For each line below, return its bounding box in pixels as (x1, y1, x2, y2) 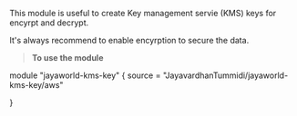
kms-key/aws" (9, 80, 64, 90)
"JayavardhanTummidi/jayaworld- (162, 70, 289, 81)
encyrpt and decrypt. (9, 17, 89, 28)
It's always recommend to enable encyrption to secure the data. (9, 35, 250, 45)
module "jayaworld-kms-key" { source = (9, 70, 161, 81)
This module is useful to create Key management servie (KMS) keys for (9, 8, 277, 18)
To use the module (31, 53, 104, 63)
